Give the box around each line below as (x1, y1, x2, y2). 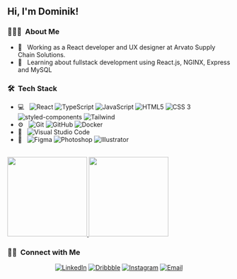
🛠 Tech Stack (7, 83, 58, 93)
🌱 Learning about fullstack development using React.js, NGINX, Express (17, 58, 231, 66)
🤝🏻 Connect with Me (7, 247, 81, 257)
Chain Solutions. (17, 50, 66, 59)
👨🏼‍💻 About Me (7, 27, 60, 37)
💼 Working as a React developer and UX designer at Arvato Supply (17, 42, 216, 52)
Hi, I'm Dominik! (7, 6, 79, 18)
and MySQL (17, 65, 52, 73)
